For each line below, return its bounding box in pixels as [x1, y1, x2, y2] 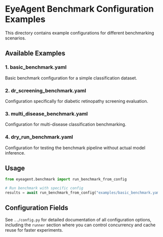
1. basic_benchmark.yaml [5, 64, 67, 71]
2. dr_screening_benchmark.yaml [5, 87, 86, 94]
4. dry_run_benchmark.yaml [5, 134, 73, 140]
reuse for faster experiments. [5, 227, 63, 233]
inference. [5, 150, 26, 156]
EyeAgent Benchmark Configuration [5, 3, 154, 15]
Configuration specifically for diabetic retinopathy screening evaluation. [5, 98, 148, 104]
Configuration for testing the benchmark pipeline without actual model [5, 145, 146, 151]
